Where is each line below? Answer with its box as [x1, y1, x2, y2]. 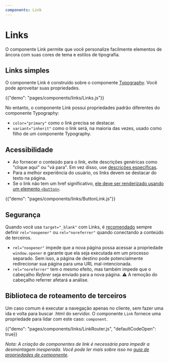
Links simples [5, 66, 50, 75]
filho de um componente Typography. [12, 130, 92, 137]
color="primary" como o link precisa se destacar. [12, 120, 116, 126]
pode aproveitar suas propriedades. [5, 85, 80, 91]
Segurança [5, 210, 40, 219]
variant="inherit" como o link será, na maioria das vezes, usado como [12, 125, 162, 131]
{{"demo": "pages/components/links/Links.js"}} [5, 95, 105, 101]
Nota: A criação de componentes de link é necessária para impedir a [5, 341, 150, 347]
